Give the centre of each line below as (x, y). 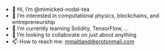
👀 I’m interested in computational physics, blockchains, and (86, 16)
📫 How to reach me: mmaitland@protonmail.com (73, 41)
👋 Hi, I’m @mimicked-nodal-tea (51, 9)
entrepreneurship (33, 22)
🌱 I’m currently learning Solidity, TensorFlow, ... (70, 28)
